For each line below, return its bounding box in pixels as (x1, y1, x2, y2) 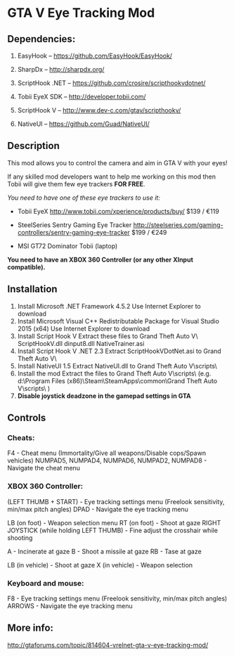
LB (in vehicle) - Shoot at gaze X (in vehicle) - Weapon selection (7, 560, 193, 569)
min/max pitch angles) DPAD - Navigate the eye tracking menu (7, 505, 188, 513)
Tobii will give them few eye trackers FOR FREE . (7, 179, 145, 188)
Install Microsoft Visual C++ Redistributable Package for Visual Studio (17, 316, 220, 325)
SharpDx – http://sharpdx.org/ (17, 65, 105, 73)
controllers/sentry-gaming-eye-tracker (17, 228, 130, 236)
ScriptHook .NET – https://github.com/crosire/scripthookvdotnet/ (17, 79, 206, 87)
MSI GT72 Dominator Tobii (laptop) (17, 241, 118, 250)
